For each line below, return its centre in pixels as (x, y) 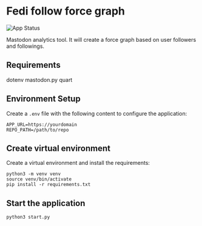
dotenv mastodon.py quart (39, 79)
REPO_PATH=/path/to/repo (38, 130)
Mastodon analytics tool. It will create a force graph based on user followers (101, 39)
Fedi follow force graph (66, 11)
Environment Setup (43, 99)
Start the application (46, 203)
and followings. (25, 46)
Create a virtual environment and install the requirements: (78, 163)
